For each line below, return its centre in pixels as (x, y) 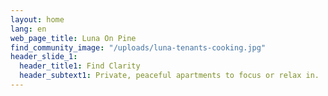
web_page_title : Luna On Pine (73, 38)
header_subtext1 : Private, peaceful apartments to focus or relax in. (169, 76)
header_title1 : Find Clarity (80, 66)
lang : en (28, 29)
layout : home (37, 19)
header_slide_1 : (44, 57)
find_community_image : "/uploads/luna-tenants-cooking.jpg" (138, 47)
